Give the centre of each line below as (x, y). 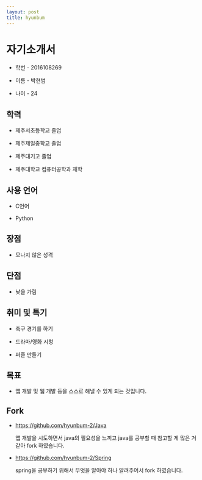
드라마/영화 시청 (34, 341)
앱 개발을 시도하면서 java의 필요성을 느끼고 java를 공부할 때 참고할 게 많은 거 (106, 438)
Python (24, 218)
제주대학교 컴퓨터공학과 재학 (49, 169)
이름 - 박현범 (30, 80)
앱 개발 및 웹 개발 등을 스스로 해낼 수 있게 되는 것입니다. (81, 391)
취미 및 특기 (27, 313)
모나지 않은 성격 (34, 255)
